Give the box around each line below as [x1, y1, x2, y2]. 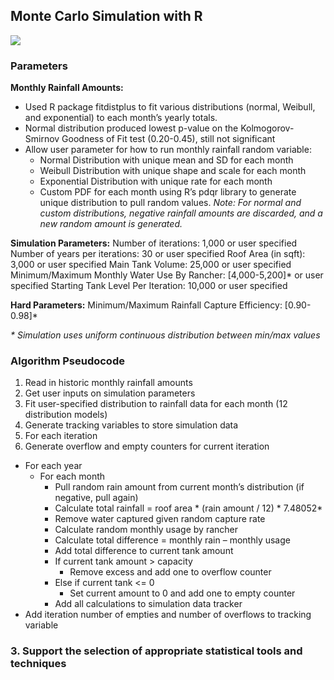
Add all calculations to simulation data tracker [54, 598, 243, 610]
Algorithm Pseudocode [10, 354, 125, 368]
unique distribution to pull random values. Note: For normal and [39, 197, 302, 209]
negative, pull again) [54, 492, 139, 504]
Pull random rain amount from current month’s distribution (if [54, 481, 305, 493]
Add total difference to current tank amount [54, 545, 234, 557]
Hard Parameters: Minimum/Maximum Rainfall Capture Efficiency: [10, 299, 283, 311]
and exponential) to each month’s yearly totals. [24, 112, 218, 124]
